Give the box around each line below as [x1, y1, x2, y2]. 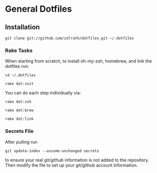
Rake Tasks [5, 47, 33, 54]
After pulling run [5, 139, 38, 145]
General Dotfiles [5, 3, 72, 15]
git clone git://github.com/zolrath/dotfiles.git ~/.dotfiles [5, 36, 134, 41]
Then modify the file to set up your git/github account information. [5, 162, 138, 168]
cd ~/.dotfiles [5, 73, 36, 78]
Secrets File [5, 128, 34, 135]
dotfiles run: [5, 64, 29, 69]
